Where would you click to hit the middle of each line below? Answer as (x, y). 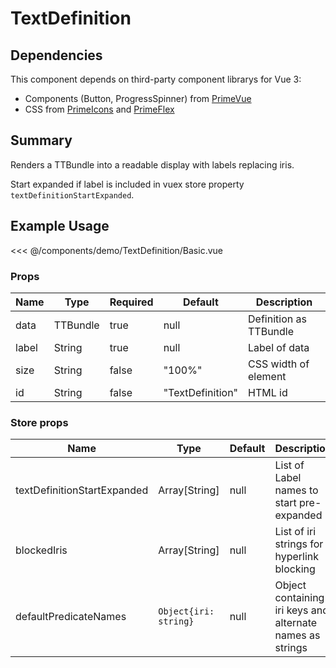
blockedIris (41, 550)
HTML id (268, 392)
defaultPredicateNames (71, 617)
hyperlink (297, 557)
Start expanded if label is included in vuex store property (127, 184)
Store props (39, 422)
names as (297, 635)
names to (296, 490)
